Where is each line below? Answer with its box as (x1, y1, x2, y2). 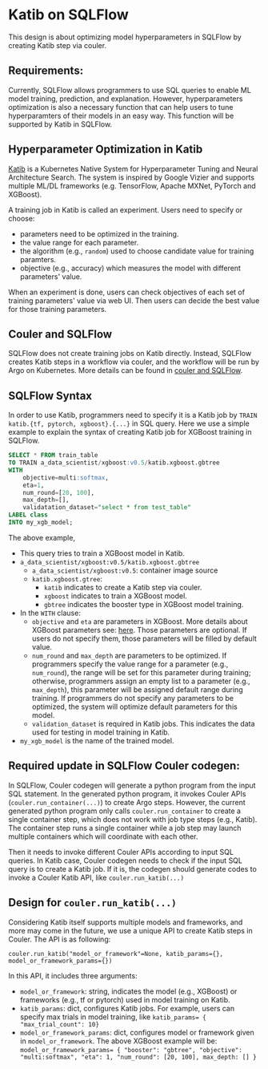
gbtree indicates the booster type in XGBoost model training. (43, 599, 244, 609)
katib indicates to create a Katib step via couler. (43, 582, 202, 592)
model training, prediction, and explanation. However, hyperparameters (8, 94, 243, 103)
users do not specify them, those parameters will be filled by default (31, 634, 258, 643)
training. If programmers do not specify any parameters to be (31, 693, 234, 703)
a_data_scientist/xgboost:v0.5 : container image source (31, 565, 218, 575)
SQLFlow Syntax (8, 389, 93, 403)
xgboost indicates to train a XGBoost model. (43, 591, 188, 601)
